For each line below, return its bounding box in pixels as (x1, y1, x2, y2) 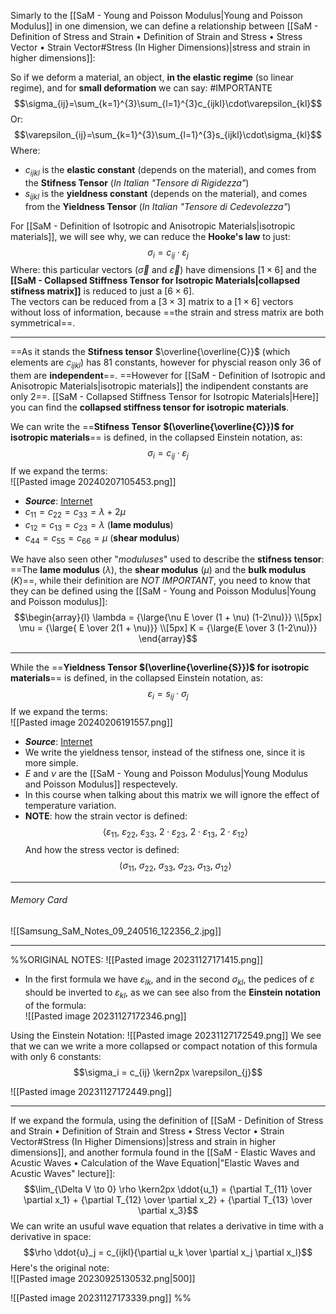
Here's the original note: (10, 1261, 110, 1274)
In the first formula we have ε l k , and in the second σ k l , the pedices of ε (24, 973, 315, 987)
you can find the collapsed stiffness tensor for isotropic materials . (10, 401, 290, 414)
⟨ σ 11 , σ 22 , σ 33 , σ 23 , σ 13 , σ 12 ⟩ (119, 859, 232, 874)
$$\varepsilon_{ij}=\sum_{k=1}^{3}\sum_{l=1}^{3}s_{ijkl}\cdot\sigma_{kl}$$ (14, 129, 322, 140)
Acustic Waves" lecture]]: (10, 1167, 116, 1179)
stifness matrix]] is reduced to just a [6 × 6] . (10, 285, 195, 297)
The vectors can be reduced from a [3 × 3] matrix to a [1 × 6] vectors (10, 296, 294, 308)
